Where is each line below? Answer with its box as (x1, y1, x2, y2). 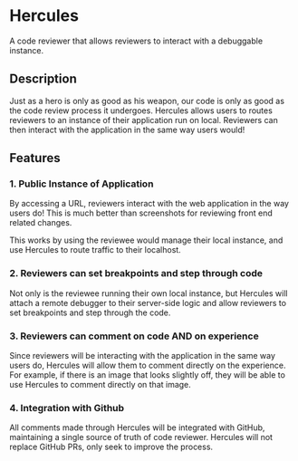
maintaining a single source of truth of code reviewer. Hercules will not (9, 432, 274, 443)
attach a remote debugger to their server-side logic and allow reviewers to (9, 297, 287, 308)
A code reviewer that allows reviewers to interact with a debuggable (9, 35, 264, 46)
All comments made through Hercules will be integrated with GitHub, (9, 422, 265, 433)
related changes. (9, 217, 72, 228)
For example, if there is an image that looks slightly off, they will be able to (9, 370, 285, 380)
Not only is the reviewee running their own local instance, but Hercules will (9, 287, 288, 299)
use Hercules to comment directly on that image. (9, 379, 192, 390)
